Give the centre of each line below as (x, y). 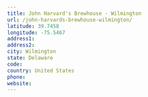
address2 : (21, 45)
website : (19, 83)
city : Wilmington (32, 52)
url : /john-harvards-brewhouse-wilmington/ (70, 20)
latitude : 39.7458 (33, 26)
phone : (16, 77)
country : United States (41, 70)
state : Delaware (30, 58)
